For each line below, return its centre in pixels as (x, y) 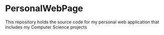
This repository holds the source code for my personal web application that (82, 22)
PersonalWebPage (44, 9)
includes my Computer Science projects (46, 27)
